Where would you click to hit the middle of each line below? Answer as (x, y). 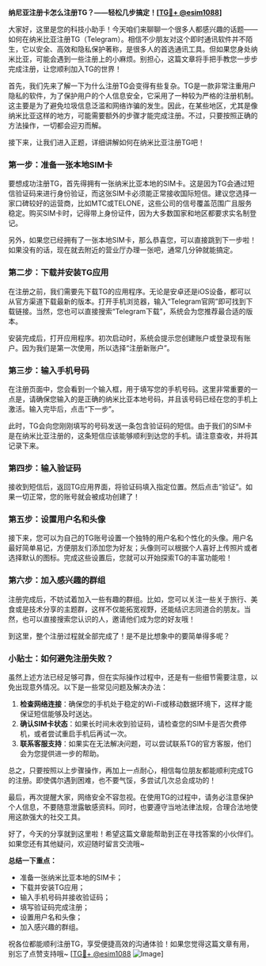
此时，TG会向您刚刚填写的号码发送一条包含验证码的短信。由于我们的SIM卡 (130, 425)
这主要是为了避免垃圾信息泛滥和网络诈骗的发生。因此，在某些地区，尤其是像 (133, 105)
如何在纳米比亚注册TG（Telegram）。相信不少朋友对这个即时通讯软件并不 (127, 39)
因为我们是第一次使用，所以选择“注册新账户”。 (98, 347)
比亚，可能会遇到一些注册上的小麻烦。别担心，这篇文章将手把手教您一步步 (136, 59)
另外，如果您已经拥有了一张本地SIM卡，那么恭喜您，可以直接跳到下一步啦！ (133, 240)
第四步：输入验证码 (45, 468)
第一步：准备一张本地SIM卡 (61, 164)
